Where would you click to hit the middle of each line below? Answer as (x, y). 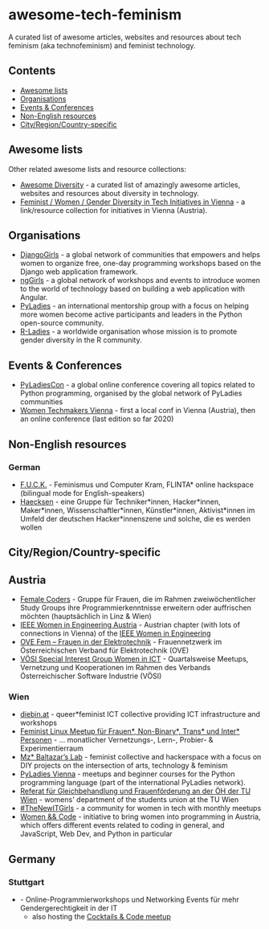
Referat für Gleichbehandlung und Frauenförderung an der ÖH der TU (135, 791)
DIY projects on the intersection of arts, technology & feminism (124, 766)
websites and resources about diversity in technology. (109, 193)
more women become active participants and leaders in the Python (131, 314)
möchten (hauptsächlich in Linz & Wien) (86, 616)
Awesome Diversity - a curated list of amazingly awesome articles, (130, 184)
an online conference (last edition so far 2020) (97, 419)
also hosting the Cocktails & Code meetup (101, 917)
